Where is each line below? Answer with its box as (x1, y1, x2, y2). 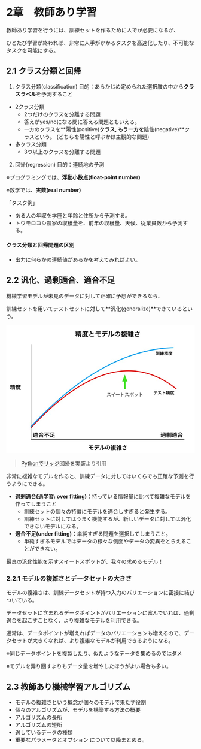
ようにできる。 (11, 480, 48, 487)
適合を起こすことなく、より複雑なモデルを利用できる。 (6, 617, 142, 624)
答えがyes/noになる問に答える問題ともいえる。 (23, 118, 141, 125)
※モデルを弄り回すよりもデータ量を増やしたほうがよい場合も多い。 (6, 663, 172, 670)
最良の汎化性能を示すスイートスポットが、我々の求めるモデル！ (6, 558, 163, 565)
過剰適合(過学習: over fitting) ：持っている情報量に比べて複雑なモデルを (14, 493, 191, 500)
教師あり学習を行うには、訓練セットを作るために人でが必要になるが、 (6, 26, 179, 34)
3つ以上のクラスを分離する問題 (23, 148, 100, 155)
